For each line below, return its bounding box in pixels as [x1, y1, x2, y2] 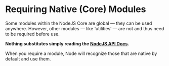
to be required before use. [5, 31, 60, 37]
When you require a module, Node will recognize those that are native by [5, 50, 157, 56]
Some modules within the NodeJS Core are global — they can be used [5, 20, 152, 26]
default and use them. [5, 55, 51, 61]
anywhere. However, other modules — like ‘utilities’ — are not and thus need [5, 25, 164, 31]
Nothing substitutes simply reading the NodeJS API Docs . [5, 40, 130, 46]
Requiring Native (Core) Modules [5, 4, 146, 15]
